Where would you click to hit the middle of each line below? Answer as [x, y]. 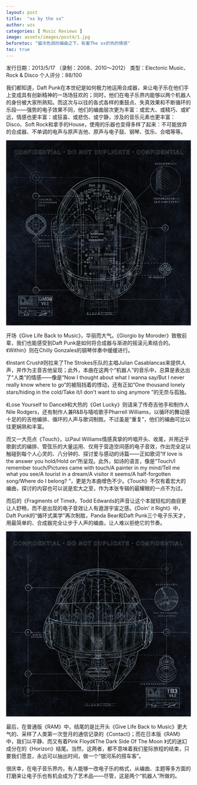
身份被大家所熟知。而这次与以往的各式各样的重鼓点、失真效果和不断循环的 [101, 102]
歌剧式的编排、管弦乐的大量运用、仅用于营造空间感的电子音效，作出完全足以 [98, 446]
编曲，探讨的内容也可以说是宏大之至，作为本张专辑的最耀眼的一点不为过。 [96, 488]
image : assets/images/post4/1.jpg [48, 37]
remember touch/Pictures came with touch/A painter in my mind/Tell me [93, 468]
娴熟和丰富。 [32, 427]
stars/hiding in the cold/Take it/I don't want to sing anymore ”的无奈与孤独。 [98, 392]
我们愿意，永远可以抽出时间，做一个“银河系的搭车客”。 [78, 756]
